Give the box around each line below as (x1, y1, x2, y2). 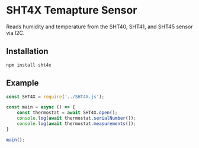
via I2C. (6, 29, 25, 36)
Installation (6, 47, 49, 57)
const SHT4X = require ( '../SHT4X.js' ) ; (6, 94, 105, 100)
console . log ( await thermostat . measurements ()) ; (17, 121, 136, 127)
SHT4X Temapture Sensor (6, 4, 137, 17)
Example (6, 78, 39, 88)
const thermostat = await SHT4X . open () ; (17, 110, 118, 116)
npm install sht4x (6, 62, 52, 68)
